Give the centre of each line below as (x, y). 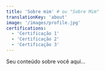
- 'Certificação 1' (36, 34)
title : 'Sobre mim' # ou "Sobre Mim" (53, 12)
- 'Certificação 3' (36, 45)
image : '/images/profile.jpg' (44, 22)
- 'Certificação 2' (36, 39)
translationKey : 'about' (37, 17)
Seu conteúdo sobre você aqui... (46, 61)
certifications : (26, 28)
